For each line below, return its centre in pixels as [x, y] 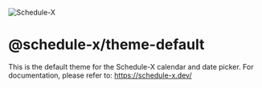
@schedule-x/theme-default [106, 45]
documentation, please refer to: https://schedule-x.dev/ [100, 75]
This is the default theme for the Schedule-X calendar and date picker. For [131, 66]
